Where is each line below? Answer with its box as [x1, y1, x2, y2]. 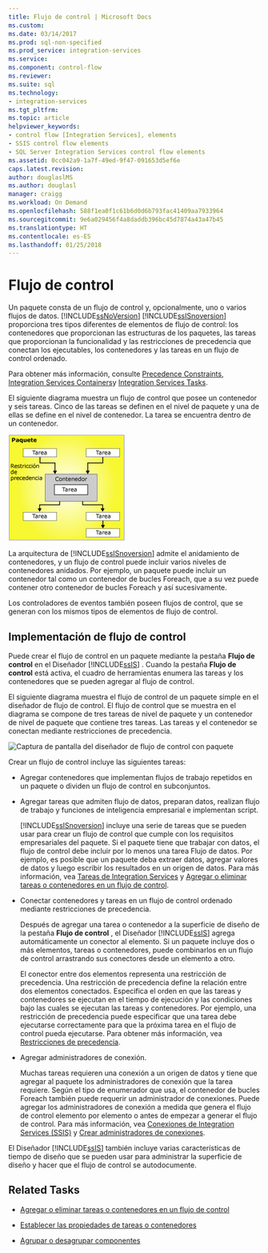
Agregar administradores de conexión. [19, 1053, 147, 1062]
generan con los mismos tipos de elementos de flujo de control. [8, 606, 218, 616]
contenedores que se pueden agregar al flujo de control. [8, 677, 194, 686]
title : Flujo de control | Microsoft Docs [8, 13, 152, 21]
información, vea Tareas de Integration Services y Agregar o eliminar [19, 872, 247, 881]
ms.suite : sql [8, 80, 56, 88]
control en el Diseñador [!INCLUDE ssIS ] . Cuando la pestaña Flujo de [8, 660, 237, 669]
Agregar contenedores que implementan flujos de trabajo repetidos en [19, 773, 253, 782]
